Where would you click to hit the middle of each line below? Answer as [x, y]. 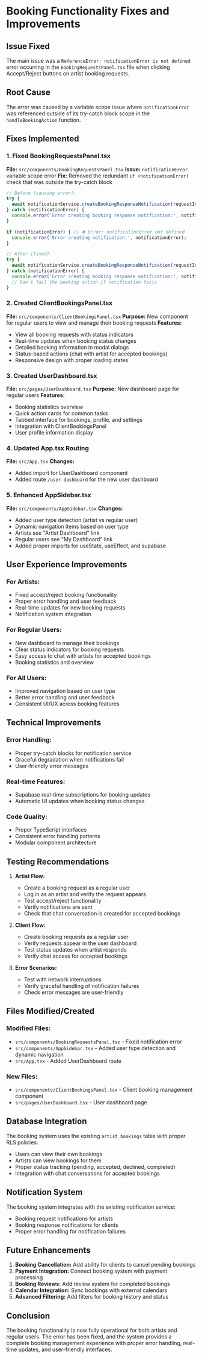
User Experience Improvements [67, 565]
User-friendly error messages [52, 766]
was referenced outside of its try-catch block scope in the [78, 113]
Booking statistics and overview [54, 662]
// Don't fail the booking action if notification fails [84, 282]
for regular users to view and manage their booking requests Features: [94, 323]
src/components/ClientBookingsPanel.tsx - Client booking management [104, 1090]
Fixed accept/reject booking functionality [66, 595]
